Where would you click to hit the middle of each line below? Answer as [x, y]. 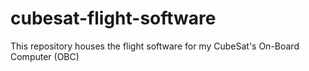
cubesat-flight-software [113, 18]
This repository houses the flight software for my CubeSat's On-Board [155, 46]
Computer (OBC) [45, 56]
